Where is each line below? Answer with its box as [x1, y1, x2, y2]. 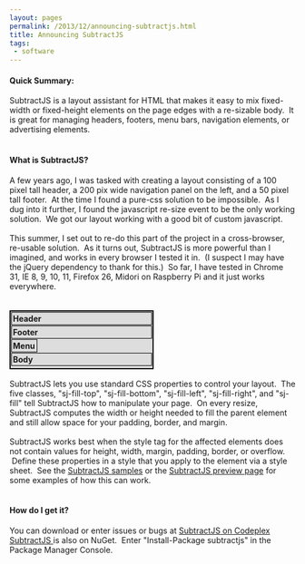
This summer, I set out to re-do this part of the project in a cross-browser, [9, 232, 285, 243]
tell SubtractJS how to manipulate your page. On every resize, [24, 397, 259, 408]
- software [13, 47, 54, 56]
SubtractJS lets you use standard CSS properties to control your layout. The [9, 378, 296, 389]
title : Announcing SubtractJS [9, 30, 124, 39]
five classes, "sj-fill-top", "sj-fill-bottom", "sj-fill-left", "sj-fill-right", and [9, 387, 274, 399]
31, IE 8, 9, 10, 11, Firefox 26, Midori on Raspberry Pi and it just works [9, 271, 265, 282]
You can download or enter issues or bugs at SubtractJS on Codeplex [9, 525, 271, 536]
